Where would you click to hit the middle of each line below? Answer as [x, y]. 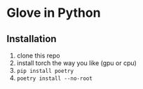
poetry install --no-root [54, 78]
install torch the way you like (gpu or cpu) [77, 63]
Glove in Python [54, 13]
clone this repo [38, 55]
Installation [32, 39]
